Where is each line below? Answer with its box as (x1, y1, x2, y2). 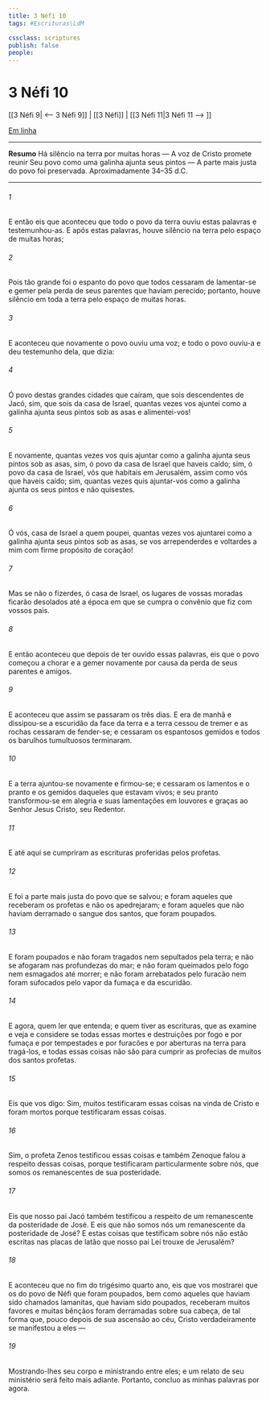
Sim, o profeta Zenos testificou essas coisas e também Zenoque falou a (8, 1150, 247, 1160)
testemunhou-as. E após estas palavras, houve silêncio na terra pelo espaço (8, 226, 261, 235)
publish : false (8, 41, 59, 49)
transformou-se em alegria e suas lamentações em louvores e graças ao (8, 796, 248, 806)
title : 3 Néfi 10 (8, 11, 67, 20)
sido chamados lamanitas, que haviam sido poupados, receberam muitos (8, 1297, 251, 1307)
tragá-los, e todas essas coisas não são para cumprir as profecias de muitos (8, 1047, 262, 1056)
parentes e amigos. (8, 666, 72, 676)
